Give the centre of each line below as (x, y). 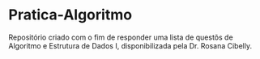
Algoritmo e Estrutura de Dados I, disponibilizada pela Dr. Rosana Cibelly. (130, 45)
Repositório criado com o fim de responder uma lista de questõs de (121, 37)
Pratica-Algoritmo (70, 15)
